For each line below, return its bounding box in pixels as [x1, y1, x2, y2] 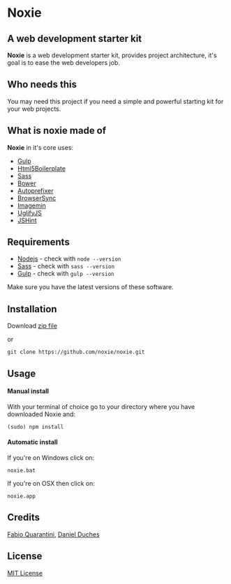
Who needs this [7, 79, 77, 91]
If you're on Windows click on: [7, 454, 95, 462]
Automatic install [7, 438, 58, 447]
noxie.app [7, 493, 36, 500]
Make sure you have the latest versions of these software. [7, 283, 174, 291]
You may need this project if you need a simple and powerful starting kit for [7, 97, 224, 105]
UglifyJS [17, 208, 42, 217]
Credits [7, 512, 40, 523]
